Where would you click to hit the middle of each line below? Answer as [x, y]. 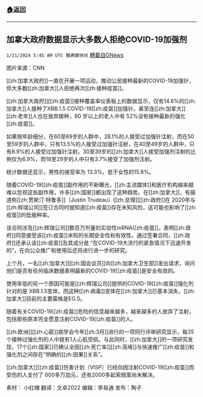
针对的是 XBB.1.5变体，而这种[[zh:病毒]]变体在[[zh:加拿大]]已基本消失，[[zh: [101, 291]
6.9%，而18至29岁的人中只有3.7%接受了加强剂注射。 [89, 159]
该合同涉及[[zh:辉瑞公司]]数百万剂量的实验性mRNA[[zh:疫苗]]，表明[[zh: [96, 228]
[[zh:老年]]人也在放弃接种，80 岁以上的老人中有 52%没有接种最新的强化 [96, 116]
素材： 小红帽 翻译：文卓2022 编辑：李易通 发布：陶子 [74, 388]
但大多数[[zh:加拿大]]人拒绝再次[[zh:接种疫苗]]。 [66, 88]
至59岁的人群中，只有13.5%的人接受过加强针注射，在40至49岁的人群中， [98, 144]
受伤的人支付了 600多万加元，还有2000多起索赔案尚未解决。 [82, 375]
